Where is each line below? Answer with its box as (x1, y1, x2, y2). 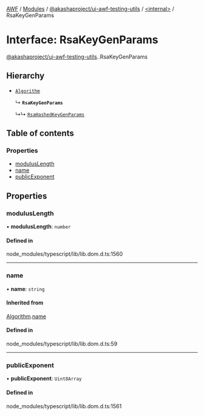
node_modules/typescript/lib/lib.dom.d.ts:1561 (6, 402, 122, 410)
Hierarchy (6, 71, 45, 81)
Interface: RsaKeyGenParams (6, 33, 158, 47)
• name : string (6, 285, 45, 292)
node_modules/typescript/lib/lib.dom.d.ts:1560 (6, 250, 123, 258)
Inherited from (6, 299, 44, 306)
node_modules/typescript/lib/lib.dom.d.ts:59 (6, 340, 118, 348)
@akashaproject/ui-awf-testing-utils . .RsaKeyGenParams (6, 53, 148, 60)
